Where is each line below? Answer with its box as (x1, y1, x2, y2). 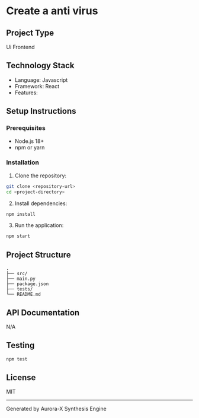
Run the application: (14, 222, 64, 229)
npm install (6, 211, 36, 217)
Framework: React (14, 82, 60, 90)
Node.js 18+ (14, 138, 44, 145)
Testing (6, 340, 35, 350)
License (6, 372, 36, 382)
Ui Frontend (6, 43, 35, 50)
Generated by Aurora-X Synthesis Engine (6, 405, 107, 413)
